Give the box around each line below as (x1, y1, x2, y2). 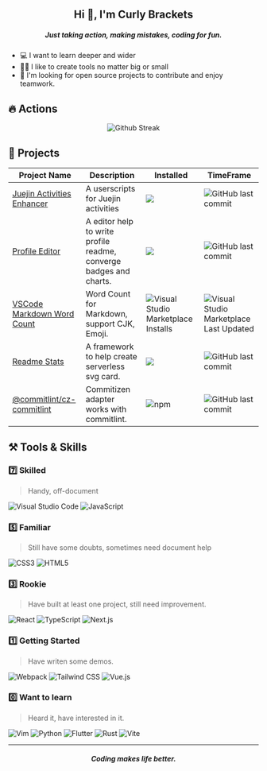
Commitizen (85, 383, 131, 394)
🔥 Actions (8, 102, 58, 115)
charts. (85, 275, 112, 286)
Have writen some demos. (27, 657, 114, 666)
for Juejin (85, 192, 122, 203)
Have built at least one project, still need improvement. (27, 599, 207, 609)
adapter (85, 393, 115, 405)
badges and (85, 265, 130, 277)
